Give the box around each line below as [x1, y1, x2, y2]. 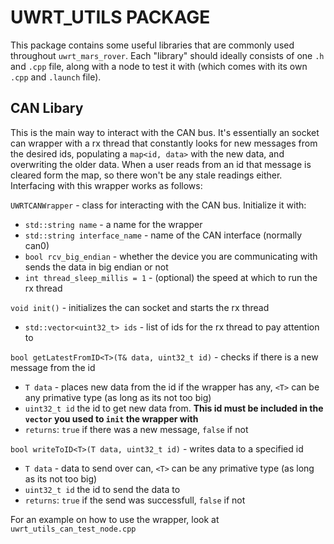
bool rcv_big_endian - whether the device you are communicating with [24, 250, 318, 262]
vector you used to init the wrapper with [24, 412, 199, 425]
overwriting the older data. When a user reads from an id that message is [10, 158, 312, 170]
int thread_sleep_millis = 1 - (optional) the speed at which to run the [24, 271, 318, 283]
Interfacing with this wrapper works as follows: [10, 179, 203, 191]
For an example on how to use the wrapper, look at [10, 513, 220, 525]
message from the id [10, 361, 96, 373]
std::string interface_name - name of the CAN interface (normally [24, 229, 303, 241]
